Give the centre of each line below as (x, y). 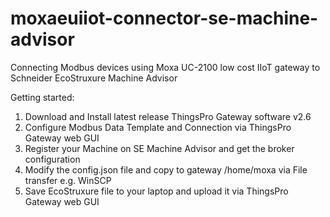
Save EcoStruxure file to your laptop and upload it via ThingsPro (156, 191)
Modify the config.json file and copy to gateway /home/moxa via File (166, 169)
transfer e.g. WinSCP (68, 180)
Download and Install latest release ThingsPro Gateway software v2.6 (168, 116)
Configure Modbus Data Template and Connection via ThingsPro (158, 127)
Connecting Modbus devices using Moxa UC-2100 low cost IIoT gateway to (165, 67)
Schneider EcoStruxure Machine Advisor (94, 78)
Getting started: (42, 97)
